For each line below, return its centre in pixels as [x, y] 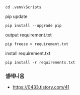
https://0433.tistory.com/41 [41, 87]
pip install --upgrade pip [33, 25]
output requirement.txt [28, 35]
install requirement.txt [28, 53]
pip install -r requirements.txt [40, 62]
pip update [16, 16]
